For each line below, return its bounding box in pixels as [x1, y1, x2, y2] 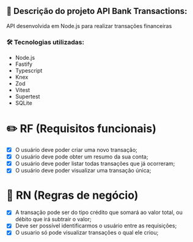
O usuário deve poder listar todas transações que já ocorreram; [15, 160, 175, 168]
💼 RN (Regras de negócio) [6, 188, 139, 202]
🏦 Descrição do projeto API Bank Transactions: [6, 6, 188, 16]
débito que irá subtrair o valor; [15, 216, 92, 223]
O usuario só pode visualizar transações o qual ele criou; [15, 229, 159, 237]
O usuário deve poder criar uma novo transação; [15, 146, 137, 154]
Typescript [15, 67, 43, 74]
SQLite [15, 99, 32, 107]
